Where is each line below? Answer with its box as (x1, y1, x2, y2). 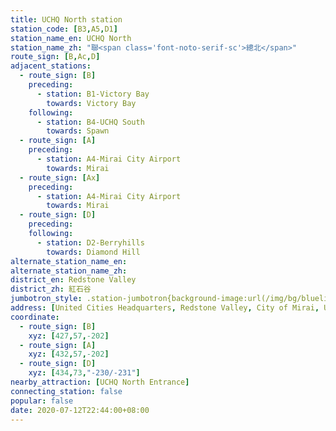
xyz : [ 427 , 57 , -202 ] (28, 331, 110, 341)
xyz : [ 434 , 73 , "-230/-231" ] (28, 368, 141, 378)
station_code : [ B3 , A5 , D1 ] (10, 24, 118, 34)
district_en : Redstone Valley (10, 275, 137, 285)
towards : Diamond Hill (46, 247, 141, 257)
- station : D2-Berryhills (36, 237, 145, 248)
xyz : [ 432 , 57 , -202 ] (28, 349, 110, 360)
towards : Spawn (46, 126, 110, 136)
